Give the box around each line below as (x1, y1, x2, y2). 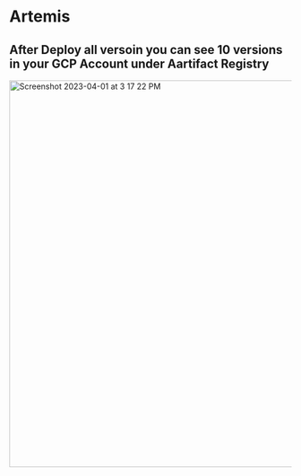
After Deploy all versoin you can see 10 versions (9, 42, 283, 57)
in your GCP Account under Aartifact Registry (9, 56, 270, 71)
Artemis (9, 6, 71, 27)
